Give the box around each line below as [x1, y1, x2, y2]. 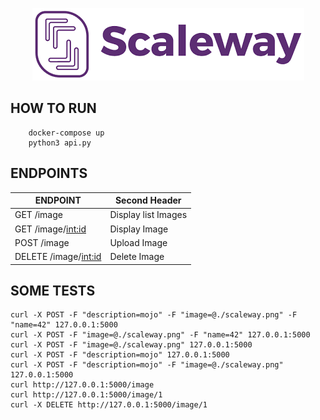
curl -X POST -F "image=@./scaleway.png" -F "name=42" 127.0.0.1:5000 [10, 330, 311, 340]
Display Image [109, 223, 169, 235]
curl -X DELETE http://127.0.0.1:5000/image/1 [10, 400, 208, 410]
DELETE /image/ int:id [14, 251, 102, 263]
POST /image [14, 236, 70, 248]
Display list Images [109, 209, 188, 221]
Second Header [114, 194, 182, 207]
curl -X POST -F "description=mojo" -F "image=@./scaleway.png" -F [10, 310, 298, 320]
